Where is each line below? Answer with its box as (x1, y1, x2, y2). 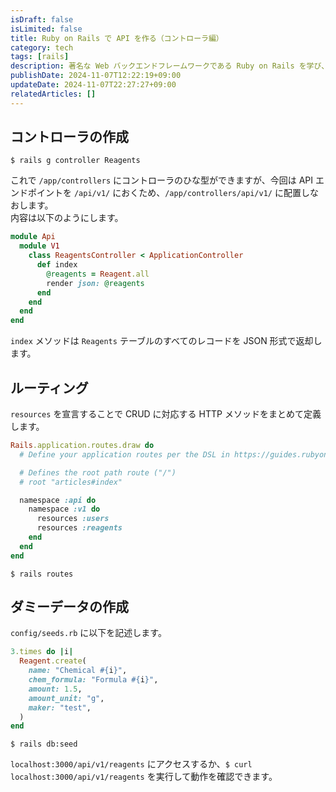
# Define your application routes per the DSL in (19, 449, 230, 460)
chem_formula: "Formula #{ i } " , (28, 675, 159, 685)
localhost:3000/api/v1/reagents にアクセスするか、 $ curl (10, 758, 253, 770)
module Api (10, 232, 56, 242)
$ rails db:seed (10, 739, 78, 750)
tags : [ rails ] (10, 52, 70, 62)
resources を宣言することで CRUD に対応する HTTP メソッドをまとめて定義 (10, 408, 322, 420)
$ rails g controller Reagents (10, 156, 141, 166)
